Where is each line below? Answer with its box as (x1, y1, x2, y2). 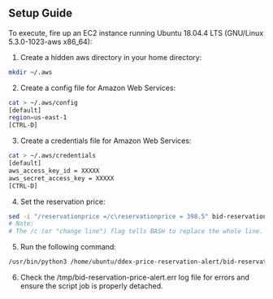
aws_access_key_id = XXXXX (8, 167, 100, 175)
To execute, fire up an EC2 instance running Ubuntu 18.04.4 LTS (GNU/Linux (8, 28, 264, 37)
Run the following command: (19, 242, 116, 252)
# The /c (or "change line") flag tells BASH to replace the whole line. (8, 227, 264, 236)
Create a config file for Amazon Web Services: (19, 83, 176, 93)
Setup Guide (8, 6, 73, 20)
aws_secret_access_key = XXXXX (8, 174, 115, 182)
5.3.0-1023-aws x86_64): (8, 37, 93, 46)
